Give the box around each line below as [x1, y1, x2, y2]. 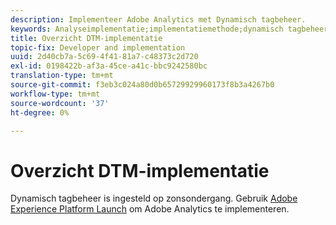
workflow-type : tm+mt [10, 89, 101, 99]
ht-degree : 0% [10, 107, 70, 118]
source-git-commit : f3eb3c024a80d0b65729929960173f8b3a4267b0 [10, 80, 275, 90]
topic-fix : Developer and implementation [10, 42, 186, 53]
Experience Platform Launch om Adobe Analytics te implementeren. [10, 203, 290, 215]
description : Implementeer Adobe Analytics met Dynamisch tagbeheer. [10, 14, 307, 25]
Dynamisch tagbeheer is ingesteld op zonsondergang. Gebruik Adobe [10, 192, 298, 205]
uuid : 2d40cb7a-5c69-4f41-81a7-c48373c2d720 [10, 52, 199, 62]
